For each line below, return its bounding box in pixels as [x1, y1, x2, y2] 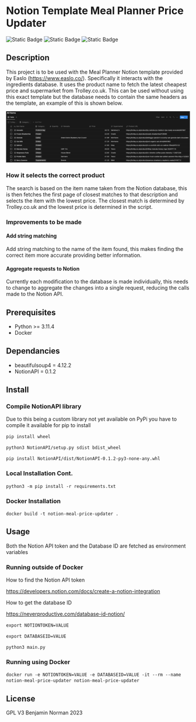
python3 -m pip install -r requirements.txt [6, 483, 116, 489]
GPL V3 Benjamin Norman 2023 [6, 709, 83, 716]
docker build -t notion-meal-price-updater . [6, 511, 118, 517]
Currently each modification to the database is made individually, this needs [6, 278, 188, 285]
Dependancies [6, 346, 60, 356]
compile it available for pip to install [6, 422, 92, 429]
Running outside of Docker [6, 563, 83, 571]
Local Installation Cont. [6, 469, 73, 477]
